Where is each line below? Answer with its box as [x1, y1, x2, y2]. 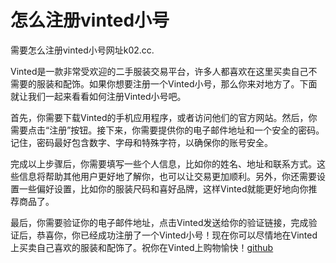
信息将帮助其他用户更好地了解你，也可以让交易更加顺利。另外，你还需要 [18, 170, 317, 182]
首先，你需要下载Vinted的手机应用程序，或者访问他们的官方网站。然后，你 [10, 111, 318, 123]
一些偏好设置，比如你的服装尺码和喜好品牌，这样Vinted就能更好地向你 [18, 182, 309, 195]
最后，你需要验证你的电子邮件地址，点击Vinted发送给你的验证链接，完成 [10, 216, 309, 228]
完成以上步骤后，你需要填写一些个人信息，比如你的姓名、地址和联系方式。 [10, 157, 317, 170]
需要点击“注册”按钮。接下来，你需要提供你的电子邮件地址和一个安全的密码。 [10, 124, 325, 136]
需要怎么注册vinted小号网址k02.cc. [10, 44, 155, 56]
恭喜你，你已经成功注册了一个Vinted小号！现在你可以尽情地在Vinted [36, 229, 318, 241]
